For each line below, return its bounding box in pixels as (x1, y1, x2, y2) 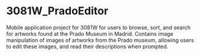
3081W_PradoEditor (6, 4, 109, 18)
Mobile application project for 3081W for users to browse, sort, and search (6, 24, 191, 31)
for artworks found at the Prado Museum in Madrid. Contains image (6, 30, 174, 37)
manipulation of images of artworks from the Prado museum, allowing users (6, 36, 194, 43)
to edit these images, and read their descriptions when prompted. (6, 43, 169, 50)
